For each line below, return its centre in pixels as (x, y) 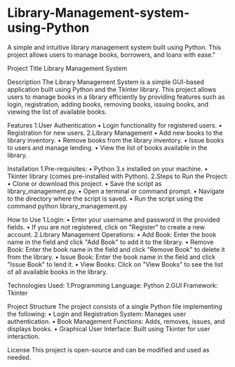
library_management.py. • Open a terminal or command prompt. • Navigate (116, 191)
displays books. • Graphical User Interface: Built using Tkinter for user (109, 328)
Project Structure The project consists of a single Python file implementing (115, 306)
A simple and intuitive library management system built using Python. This (114, 47)
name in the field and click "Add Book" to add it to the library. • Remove (110, 242)
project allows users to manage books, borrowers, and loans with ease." (112, 55)
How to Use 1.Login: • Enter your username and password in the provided (114, 220)
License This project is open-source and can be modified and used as (108, 349)
